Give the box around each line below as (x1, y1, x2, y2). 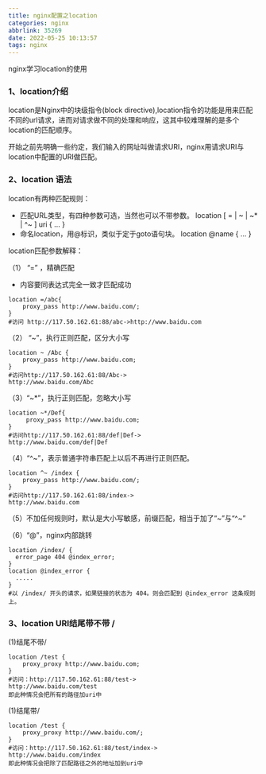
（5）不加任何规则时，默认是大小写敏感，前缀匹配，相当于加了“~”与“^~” (8, 513, 246, 523)
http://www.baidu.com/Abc (8, 378, 94, 386)
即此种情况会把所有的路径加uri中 (8, 691, 102, 699)
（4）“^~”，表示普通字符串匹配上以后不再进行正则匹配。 (8, 453, 195, 462)
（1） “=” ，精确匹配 (8, 263, 75, 272)
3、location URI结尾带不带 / (8, 617, 115, 628)
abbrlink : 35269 (8, 26, 62, 34)
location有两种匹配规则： (8, 193, 91, 203)
